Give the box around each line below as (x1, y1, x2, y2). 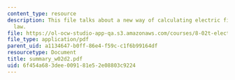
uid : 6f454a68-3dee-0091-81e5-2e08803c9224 (7, 62, 136, 69)
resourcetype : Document (7, 49, 77, 56)
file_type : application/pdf (7, 36, 90, 43)
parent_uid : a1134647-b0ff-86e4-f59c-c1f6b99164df (7, 42, 158, 49)
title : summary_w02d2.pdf (7, 56, 83, 63)
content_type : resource (7, 10, 77, 17)
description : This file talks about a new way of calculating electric (7, 17, 220, 24)
